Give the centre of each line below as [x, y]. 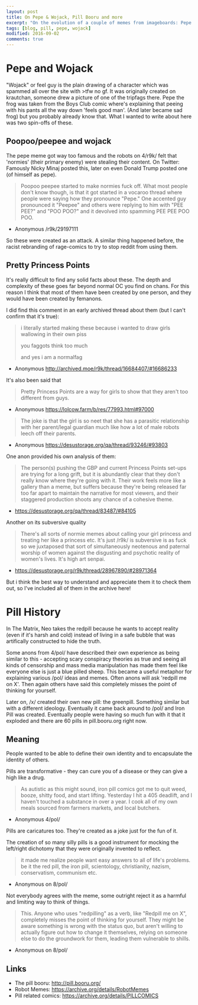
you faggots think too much [54, 345]
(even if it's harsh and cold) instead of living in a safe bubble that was [91, 635]
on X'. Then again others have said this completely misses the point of [92, 684]
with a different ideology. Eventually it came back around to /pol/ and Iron [95, 708]
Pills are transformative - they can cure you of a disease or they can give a [97, 772]
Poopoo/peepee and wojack [59, 141]
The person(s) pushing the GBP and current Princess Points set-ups [103, 468]
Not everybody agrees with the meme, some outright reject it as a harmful [96, 896]
